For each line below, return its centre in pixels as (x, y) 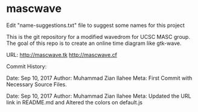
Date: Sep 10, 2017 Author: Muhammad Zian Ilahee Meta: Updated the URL (99, 96)
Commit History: (27, 66)
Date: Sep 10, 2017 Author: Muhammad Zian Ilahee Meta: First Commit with (99, 78)
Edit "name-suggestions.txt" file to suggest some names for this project (96, 25)
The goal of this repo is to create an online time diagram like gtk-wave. (94, 43)
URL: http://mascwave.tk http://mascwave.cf (62, 55)
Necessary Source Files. (37, 84)
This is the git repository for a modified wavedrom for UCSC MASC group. (98, 37)
